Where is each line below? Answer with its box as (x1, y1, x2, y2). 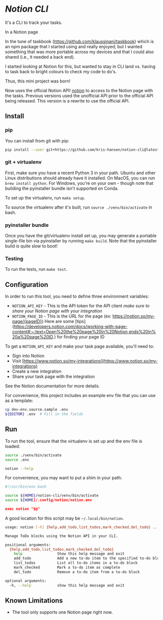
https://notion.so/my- (112, 313, 155, 319)
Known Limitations (5, 596, 63, 604)
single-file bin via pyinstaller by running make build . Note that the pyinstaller (5, 238, 157, 244)
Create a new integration (12, 368, 62, 374)
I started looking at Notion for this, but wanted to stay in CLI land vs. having (5, 63, 156, 69)
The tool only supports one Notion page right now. (12, 609, 113, 615)
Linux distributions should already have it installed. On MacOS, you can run (5, 175, 155, 181)
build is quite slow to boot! (5, 243, 58, 249)
